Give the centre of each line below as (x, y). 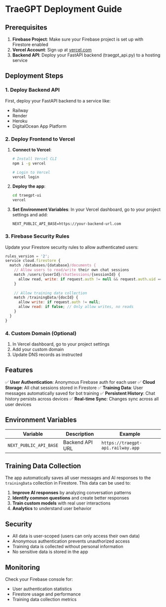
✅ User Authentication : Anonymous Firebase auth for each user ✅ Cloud (80, 382)
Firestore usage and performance (46, 594)
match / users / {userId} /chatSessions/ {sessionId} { (67, 275)
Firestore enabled (30, 45)
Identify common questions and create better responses (71, 498)
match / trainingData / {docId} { (46, 298)
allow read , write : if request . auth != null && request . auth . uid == (90, 279)
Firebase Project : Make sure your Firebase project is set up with (78, 39)
